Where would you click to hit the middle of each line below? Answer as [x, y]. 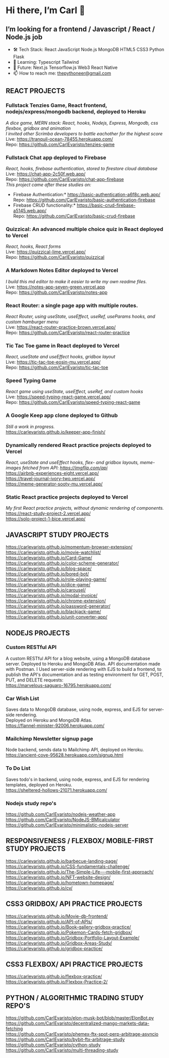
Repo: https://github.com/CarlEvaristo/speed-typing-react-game [73, 402]
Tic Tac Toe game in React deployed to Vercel [63, 346]
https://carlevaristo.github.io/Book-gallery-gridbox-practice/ [68, 927]
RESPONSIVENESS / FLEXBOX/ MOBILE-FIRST [80, 841]
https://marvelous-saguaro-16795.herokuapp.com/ [59, 685]
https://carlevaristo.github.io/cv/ [39, 888]
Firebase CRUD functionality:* [44, 205]
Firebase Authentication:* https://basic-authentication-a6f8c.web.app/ [87, 194]
